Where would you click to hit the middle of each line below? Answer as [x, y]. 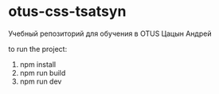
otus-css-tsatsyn [67, 12]
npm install [38, 64]
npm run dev [41, 81]
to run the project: [38, 49]
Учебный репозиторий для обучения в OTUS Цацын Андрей [110, 33]
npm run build [43, 72]
